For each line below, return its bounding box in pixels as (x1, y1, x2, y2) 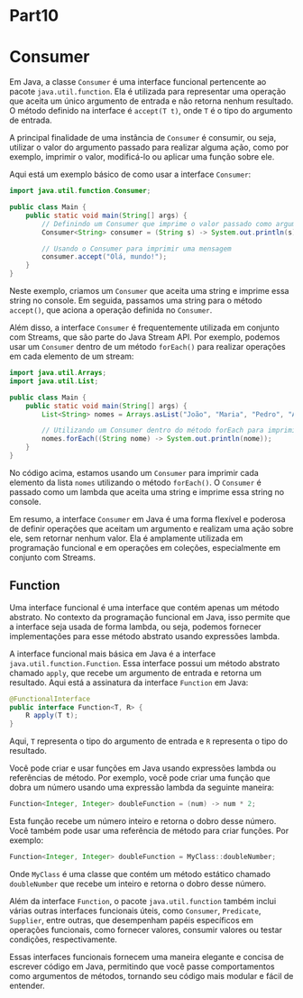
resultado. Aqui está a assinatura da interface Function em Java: (9, 677, 249, 688)
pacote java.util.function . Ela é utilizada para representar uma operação (9, 87, 287, 97)
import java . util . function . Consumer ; (9, 187, 151, 196)
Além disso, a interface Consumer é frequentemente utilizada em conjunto (9, 322, 280, 333)
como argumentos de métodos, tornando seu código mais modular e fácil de (9, 970, 294, 981)
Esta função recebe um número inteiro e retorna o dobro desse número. (9, 816, 277, 827)
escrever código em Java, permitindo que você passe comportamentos (9, 961, 275, 972)
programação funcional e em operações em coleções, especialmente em (9, 542, 281, 553)
